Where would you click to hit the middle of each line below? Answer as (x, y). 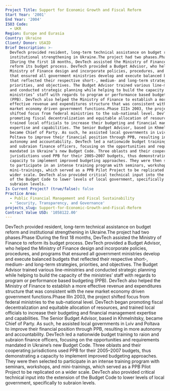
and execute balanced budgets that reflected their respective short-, (77, 259)
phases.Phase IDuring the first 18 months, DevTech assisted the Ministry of (83, 238)
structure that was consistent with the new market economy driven (75, 291)
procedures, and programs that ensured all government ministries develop (83, 254)
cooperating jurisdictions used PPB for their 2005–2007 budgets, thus (78, 350)
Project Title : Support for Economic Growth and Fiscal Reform (73, 10)
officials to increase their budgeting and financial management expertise (81, 313)
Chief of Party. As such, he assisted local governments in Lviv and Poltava (82, 324)
